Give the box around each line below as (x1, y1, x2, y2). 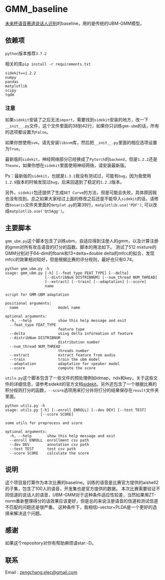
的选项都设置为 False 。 (5, 129, 51, 135)
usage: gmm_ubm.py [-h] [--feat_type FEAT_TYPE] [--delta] (5, 271, 129, 275)
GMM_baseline (5, 3, 68, 15)
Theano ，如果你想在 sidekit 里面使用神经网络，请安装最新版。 (5, 162, 129, 168)
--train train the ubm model (9, 357, 100, 362)
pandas (5, 79, 19, 84)
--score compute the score (9, 365, 96, 371)
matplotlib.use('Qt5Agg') (9, 209, 63, 214)
